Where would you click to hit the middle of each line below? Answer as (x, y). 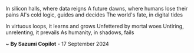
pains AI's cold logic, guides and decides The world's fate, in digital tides (94, 15)
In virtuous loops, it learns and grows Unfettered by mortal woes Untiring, (95, 26)
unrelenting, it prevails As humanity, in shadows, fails (70, 32)
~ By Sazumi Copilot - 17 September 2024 (57, 44)
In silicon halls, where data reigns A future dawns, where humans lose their (97, 9)
